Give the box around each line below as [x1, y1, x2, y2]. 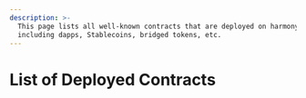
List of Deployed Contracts [9, 69, 217, 90]
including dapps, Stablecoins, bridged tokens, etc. [17, 30, 222, 39]
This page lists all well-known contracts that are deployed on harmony [17, 22, 300, 31]
